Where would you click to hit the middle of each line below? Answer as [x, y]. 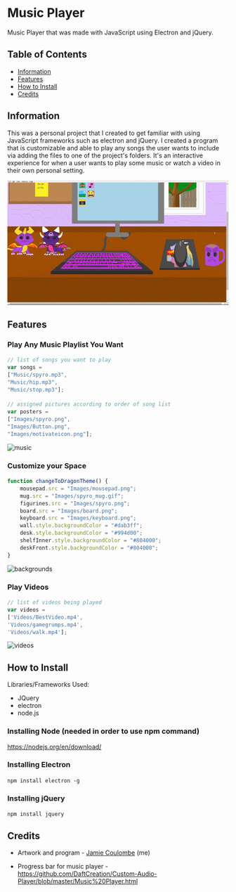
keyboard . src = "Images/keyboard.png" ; [78, 518]
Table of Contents [47, 54]
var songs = [25, 368]
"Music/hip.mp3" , [33, 382]
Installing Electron [39, 765]
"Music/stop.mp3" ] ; [36, 389]
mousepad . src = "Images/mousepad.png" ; [78, 489]
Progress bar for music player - [63, 866]
